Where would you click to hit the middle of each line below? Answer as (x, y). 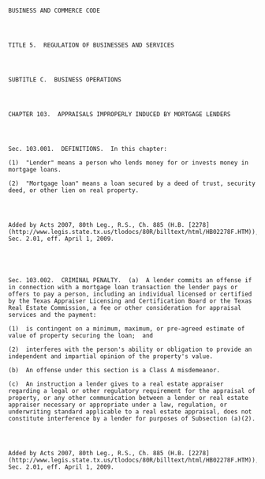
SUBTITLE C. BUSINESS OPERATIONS (65, 80)
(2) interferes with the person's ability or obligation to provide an (130, 349)
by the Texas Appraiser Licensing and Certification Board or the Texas (130, 301)
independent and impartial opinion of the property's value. (111, 356)
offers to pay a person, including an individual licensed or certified (130, 294)
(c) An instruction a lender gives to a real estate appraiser (116, 384)
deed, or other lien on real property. (74, 190)
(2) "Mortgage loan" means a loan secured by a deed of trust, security (132, 183)
